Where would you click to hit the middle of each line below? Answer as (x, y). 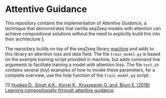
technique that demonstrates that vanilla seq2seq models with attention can (83, 28)
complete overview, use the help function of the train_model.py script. (78, 75)
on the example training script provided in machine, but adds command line (83, 59)
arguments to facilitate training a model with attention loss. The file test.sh (82, 64)
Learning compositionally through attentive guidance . (60, 90)
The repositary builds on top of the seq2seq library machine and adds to (80, 48)
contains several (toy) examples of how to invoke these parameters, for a (80, 70)
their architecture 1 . (25, 39)
